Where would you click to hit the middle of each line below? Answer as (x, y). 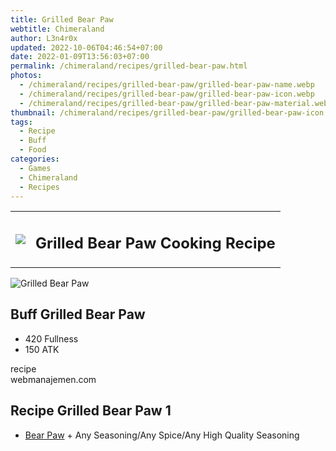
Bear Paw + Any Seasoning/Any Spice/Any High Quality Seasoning (162, 435)
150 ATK (42, 349)
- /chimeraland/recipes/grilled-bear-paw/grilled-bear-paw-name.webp (167, 85)
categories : (35, 159)
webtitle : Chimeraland (57, 29)
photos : (26, 76)
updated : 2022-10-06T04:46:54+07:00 (86, 47)
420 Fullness (51, 338)
